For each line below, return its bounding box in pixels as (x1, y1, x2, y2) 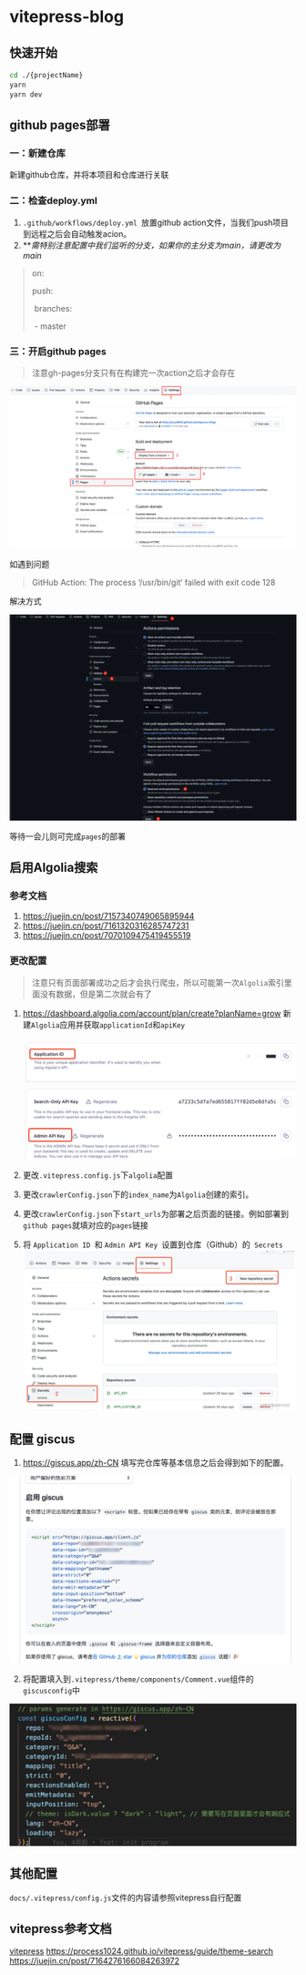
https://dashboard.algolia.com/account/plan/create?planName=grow (22, 1008, 281, 1018)
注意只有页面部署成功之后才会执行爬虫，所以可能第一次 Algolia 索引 (31, 977, 284, 987)
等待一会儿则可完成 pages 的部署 (9, 831, 126, 842)
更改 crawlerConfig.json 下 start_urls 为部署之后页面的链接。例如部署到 (22, 1209, 290, 1220)
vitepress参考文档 (9, 1921, 112, 1937)
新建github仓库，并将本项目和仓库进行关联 (9, 169, 169, 180)
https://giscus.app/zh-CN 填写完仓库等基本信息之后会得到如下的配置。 (22, 1458, 289, 1468)
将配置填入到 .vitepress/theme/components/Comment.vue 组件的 (22, 1673, 254, 1684)
